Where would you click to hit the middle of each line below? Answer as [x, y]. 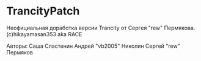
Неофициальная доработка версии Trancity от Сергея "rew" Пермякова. [101, 28]
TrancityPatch [43, 11]
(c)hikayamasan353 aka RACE [44, 34]
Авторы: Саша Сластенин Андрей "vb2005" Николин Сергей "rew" [93, 46]
